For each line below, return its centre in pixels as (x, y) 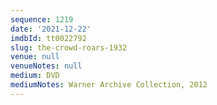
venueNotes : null (46, 66)
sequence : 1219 (42, 19)
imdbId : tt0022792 (48, 38)
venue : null (35, 57)
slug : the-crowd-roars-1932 (69, 47)
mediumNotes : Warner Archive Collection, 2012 (109, 85)
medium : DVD (35, 76)
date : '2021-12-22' (51, 29)
